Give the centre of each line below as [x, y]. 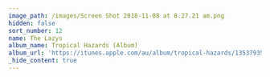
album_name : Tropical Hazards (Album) [73, 46]
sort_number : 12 [35, 30]
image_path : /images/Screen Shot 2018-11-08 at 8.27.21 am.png [117, 16]
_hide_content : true [43, 61]
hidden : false [32, 23]
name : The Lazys [35, 38]
